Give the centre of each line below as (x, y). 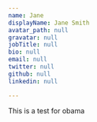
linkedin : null (33, 81)
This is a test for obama (47, 110)
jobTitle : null (33, 45)
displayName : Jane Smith (49, 23)
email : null (28, 60)
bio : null (24, 52)
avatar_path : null (38, 30)
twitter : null (32, 67)
